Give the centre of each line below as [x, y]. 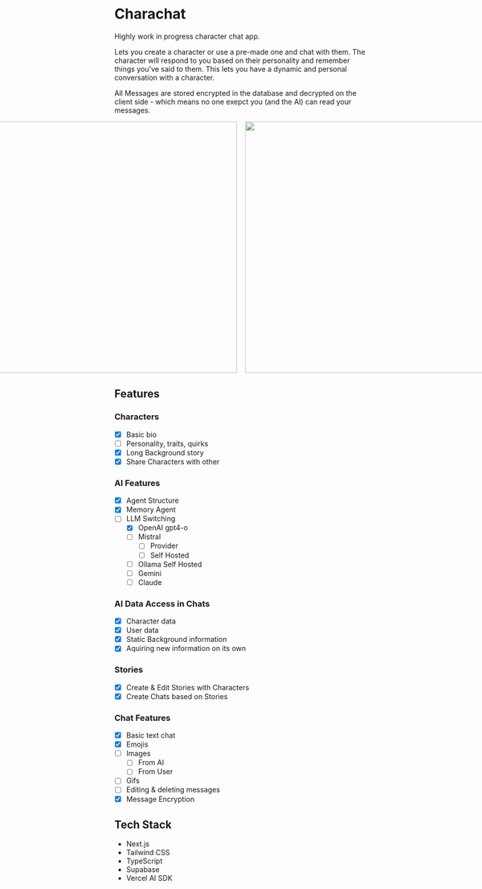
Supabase [143, 870]
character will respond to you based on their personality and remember [232, 60]
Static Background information [176, 640]
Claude [150, 582]
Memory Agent [151, 510]
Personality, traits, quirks [167, 443]
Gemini [150, 573]
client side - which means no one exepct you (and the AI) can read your [233, 101]
